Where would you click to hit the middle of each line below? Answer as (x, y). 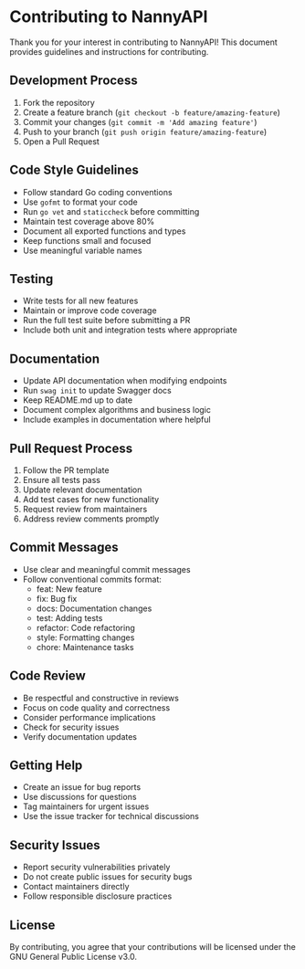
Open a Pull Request (61, 141)
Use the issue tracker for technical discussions (110, 816)
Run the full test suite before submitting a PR (106, 321)
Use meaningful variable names (82, 250)
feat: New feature (69, 589)
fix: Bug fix (57, 598)
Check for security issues (71, 727)
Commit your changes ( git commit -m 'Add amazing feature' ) (140, 121)
